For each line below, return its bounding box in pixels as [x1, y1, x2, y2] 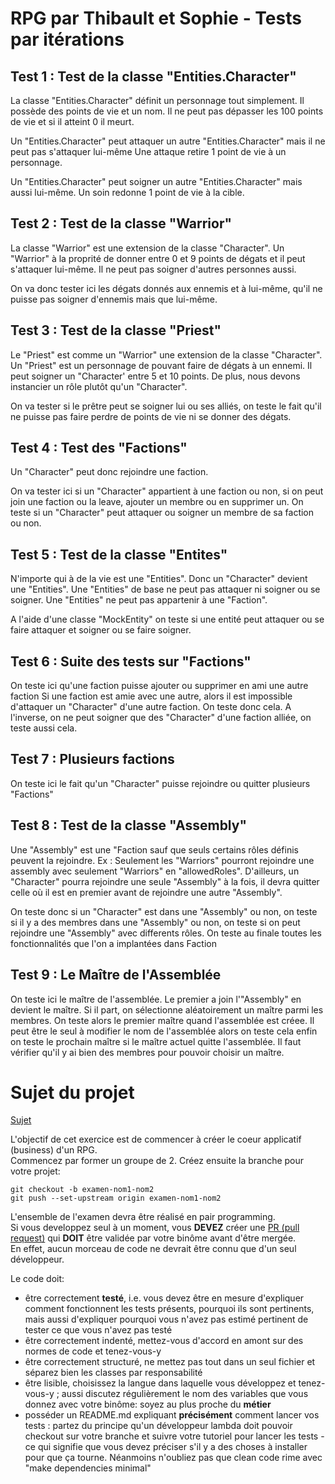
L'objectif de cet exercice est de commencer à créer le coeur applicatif [10, 1133, 302, 1146]
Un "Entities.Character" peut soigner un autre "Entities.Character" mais [10, 176, 303, 187]
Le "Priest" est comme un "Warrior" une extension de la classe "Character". [10, 348, 323, 361]
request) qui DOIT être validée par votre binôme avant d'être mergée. [10, 1232, 297, 1244]
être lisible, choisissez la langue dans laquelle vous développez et [24, 1377, 297, 1389]
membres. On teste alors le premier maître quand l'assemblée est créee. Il [10, 1014, 315, 1026]
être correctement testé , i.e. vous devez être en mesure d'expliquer [24, 1292, 305, 1304]
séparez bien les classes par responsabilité [24, 1367, 203, 1379]
